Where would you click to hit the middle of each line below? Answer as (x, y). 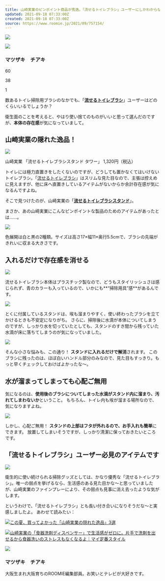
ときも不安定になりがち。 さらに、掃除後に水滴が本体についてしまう (87, 320)
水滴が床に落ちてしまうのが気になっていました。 (55, 332)
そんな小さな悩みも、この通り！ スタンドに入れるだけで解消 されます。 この (82, 352)
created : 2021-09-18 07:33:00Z (37, 19)
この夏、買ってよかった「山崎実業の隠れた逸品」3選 (63, 522)
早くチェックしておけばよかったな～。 (52, 364)
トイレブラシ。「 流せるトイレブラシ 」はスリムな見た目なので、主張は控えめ (81, 178)
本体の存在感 (27, 123)
